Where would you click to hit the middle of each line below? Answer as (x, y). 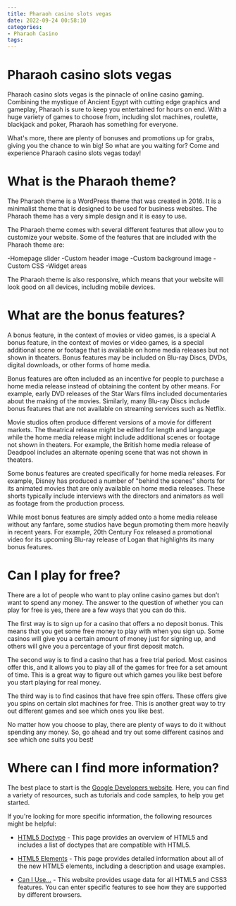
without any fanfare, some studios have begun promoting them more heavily (118, 524)
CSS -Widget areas (59, 266)
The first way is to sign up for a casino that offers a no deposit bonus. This (115, 623)
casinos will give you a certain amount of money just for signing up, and (112, 638)
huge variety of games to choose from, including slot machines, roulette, (113, 117)
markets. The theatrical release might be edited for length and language (112, 429)
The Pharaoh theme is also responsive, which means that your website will (116, 280)
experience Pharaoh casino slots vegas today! (74, 153)
